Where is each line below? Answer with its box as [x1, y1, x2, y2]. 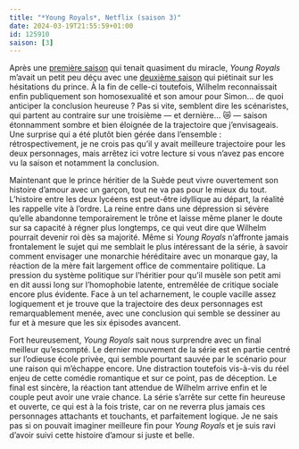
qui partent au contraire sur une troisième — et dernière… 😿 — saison [9, 110, 268, 121]
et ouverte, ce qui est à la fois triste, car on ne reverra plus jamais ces [9, 402, 266, 412]
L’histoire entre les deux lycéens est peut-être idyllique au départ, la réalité [9, 194, 285, 205]
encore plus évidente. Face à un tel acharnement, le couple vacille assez [9, 289, 277, 300]
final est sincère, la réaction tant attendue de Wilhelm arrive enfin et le [9, 382, 268, 394]
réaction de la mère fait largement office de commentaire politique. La [9, 260, 266, 271]
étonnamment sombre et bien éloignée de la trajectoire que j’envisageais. [9, 120, 279, 131]
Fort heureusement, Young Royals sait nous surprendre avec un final [9, 335, 262, 345]
